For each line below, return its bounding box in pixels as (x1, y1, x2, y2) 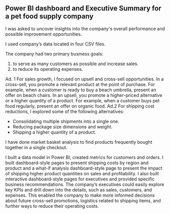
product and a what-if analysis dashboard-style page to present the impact (5, 165, 162, 171)
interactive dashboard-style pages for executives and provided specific (5, 176, 155, 182)
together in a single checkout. (5, 144, 67, 150)
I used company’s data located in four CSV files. (5, 41, 106, 47)
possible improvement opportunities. (5, 31, 82, 37)
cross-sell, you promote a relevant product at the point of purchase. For (5, 81, 155, 87)
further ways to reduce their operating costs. (5, 203, 99, 209)
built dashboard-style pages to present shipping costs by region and (5, 159, 149, 166)
